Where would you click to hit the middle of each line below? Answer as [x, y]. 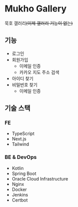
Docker [19, 189]
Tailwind [20, 144]
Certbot [20, 200]
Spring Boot [24, 173]
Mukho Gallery [36, 9]
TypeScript [23, 133]
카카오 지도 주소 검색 [39, 72]
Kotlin [18, 168]
